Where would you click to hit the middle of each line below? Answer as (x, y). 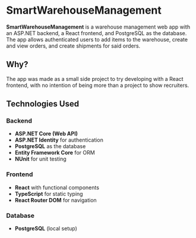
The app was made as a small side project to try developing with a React (95, 79)
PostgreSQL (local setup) (46, 228)
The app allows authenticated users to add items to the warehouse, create (97, 39)
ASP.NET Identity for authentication (59, 140)
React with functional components (57, 187)
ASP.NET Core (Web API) (46, 134)
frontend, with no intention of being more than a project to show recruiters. (98, 85)
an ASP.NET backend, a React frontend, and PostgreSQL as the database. (97, 33)
